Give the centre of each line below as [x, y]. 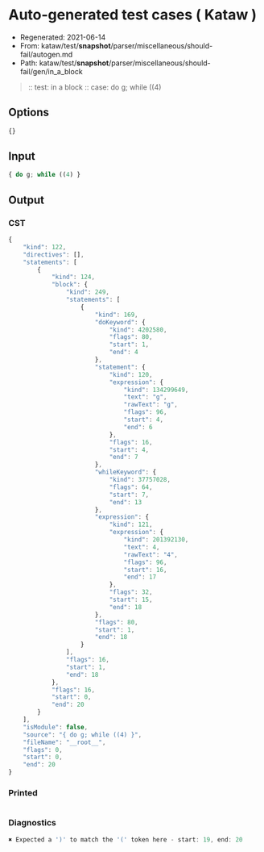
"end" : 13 [126, 502]
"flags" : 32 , [131, 592]
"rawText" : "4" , [151, 554]
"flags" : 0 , [43, 750]
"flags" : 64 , [131, 487]
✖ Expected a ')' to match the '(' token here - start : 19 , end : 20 [126, 839]
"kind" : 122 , [45, 247]
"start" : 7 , [129, 495]
